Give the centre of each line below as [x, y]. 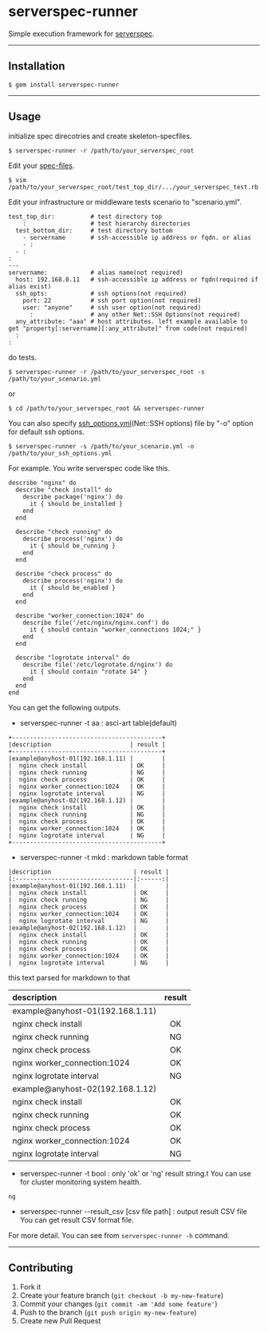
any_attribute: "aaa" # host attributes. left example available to [132, 321]
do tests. [23, 357]
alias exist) [30, 286]
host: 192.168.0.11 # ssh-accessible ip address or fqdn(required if [137, 279]
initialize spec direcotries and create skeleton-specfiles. [100, 136]
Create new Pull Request [60, 1321]
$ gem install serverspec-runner [64, 85]
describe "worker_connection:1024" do [80, 615]
